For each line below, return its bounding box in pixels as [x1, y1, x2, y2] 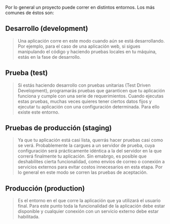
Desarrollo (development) [5, 24, 88, 33]
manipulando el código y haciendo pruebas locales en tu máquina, [17, 48, 157, 55]
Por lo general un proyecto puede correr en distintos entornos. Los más [5, 5, 155, 10]
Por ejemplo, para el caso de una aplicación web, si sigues [17, 43, 141, 49]
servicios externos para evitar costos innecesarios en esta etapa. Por [17, 164, 163, 170]
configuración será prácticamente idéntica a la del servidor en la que [17, 148, 162, 154]
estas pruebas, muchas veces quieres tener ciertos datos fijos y [17, 98, 152, 104]
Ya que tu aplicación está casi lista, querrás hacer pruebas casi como [17, 137, 163, 143]
